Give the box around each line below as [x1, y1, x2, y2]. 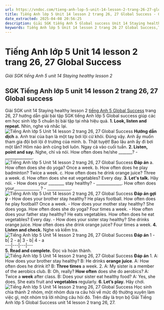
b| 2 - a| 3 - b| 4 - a [5, 237, 44, 243]
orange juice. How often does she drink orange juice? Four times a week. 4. [5, 222, 157, 227]
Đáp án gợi [134, 190, 156, 196]
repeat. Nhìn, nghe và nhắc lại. [5, 123, 67, 129]
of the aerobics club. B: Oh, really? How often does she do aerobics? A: [5, 268, 149, 274]
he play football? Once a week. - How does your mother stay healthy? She [5, 201, 155, 207]
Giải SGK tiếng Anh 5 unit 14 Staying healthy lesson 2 [5, 73, 113, 79]
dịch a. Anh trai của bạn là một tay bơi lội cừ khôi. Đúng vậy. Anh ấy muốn [5, 133, 154, 139]
